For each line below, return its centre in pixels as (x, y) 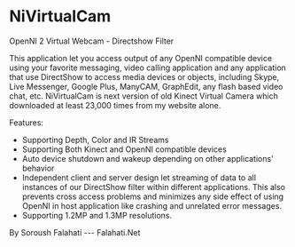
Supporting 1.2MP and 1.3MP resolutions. (97, 215)
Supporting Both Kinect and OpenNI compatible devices (124, 149)
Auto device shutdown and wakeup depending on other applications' (148, 158)
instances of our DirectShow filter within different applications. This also (154, 187)
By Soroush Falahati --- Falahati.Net (75, 232)
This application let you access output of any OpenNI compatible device (141, 58)
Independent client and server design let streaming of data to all (139, 177)
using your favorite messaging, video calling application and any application (147, 68)
